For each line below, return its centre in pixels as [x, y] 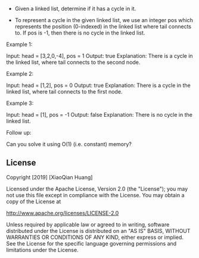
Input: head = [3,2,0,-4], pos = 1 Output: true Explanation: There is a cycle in [99, 56]
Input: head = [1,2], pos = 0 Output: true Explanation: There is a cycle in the [98, 85]
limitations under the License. [42, 250]
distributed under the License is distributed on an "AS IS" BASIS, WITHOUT [98, 231]
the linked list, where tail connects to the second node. [73, 62]
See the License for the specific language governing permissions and [91, 243]
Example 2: [20, 74]
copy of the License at [34, 201]
